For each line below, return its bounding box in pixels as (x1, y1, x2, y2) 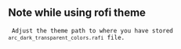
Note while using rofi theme (8, 6, 147, 19)
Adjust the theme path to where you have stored (11, 26, 174, 34)
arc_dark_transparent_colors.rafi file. (8, 33, 125, 41)
